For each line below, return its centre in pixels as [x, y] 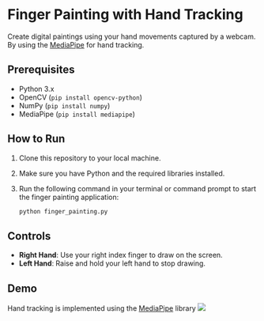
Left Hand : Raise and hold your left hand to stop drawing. [112, 263]
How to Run [36, 139]
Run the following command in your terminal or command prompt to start [138, 188]
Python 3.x [36, 89]
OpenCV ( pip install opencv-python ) [81, 97]
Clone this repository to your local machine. [90, 158]
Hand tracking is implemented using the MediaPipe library [102, 308]
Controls [29, 236]
